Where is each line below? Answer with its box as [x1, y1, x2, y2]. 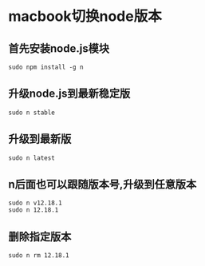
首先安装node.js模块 [8, 42, 110, 55]
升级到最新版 [8, 133, 72, 146]
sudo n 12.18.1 [8, 206, 59, 214]
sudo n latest [8, 153, 56, 162]
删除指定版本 [8, 229, 72, 244]
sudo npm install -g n [8, 63, 84, 71]
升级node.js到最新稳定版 [8, 87, 131, 101]
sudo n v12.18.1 [8, 199, 62, 208]
